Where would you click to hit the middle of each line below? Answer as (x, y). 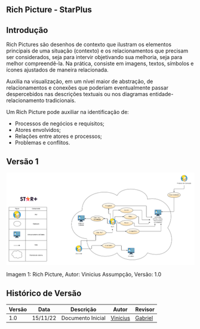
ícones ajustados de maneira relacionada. (57, 70)
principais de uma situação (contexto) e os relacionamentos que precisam (97, 51)
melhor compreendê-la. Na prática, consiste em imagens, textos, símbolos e (100, 64)
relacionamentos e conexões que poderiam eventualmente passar (87, 88)
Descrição (84, 309)
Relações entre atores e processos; (59, 136)
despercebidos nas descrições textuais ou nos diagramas (77, 94)
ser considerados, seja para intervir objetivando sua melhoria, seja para (94, 57)
